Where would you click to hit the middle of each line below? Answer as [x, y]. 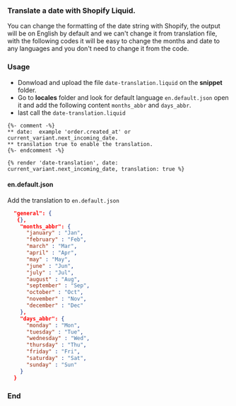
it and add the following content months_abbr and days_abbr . [104, 105]
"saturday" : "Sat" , [56, 359]
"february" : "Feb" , [56, 239]
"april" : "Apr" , [52, 253]
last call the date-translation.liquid [71, 113]
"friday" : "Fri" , [53, 352]
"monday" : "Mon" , [53, 325]
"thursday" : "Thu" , [56, 345]
